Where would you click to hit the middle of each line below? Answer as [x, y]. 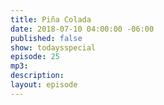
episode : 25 [35, 57]
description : [37, 76]
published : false [46, 38]
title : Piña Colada [51, 19]
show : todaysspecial [53, 47]
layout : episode [44, 85]
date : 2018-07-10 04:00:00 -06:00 [82, 29]
